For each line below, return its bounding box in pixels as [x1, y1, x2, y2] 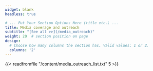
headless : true [5, 12, 36, 17]
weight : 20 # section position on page [5, 34, 89, 39]
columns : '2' [9, 47, 36, 53]
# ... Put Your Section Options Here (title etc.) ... [5, 20, 119, 25]
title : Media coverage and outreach [5, 25, 79, 30]
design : [5, 38, 21, 44]
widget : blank [5, 7, 34, 12]
